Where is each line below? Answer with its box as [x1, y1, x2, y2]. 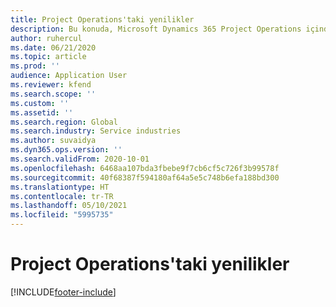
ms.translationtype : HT [10, 182, 110, 192]
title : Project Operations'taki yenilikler [10, 14, 195, 25]
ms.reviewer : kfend [10, 80, 92, 90]
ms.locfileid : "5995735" [10, 210, 114, 220]
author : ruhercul [10, 33, 83, 43]
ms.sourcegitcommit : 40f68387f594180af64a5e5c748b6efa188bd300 [10, 172, 280, 183]
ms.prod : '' [10, 61, 60, 71]
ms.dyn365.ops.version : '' [10, 145, 123, 155]
